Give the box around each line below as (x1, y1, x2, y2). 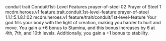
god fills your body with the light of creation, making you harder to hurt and (5, 20, 161, 25)
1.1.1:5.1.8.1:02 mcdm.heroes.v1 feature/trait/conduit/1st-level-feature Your (5, 14, 157, 20)
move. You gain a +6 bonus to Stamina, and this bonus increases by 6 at (5, 25, 155, 31)
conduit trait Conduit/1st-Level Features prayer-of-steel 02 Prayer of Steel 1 (5, 4, 161, 9)
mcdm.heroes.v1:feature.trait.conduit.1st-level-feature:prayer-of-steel (5, 9, 149, 15)
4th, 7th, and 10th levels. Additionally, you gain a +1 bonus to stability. (5, 30, 149, 36)
